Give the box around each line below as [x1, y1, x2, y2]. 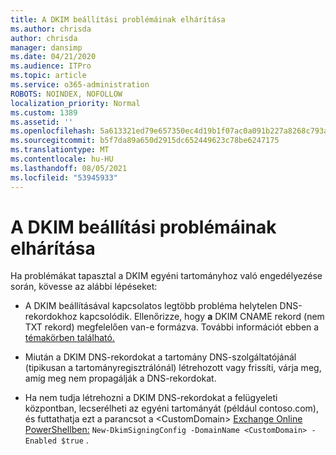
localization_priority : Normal [10, 98, 141, 108]
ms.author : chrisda [10, 24, 92, 34]
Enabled [24, 436, 57, 446]
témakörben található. [24, 332, 115, 344]
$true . [61, 434, 89, 446]
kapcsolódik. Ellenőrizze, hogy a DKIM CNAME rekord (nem [79, 311, 325, 323]
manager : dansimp [10, 42, 83, 53]
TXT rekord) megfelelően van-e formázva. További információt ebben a [24, 321, 320, 333]
